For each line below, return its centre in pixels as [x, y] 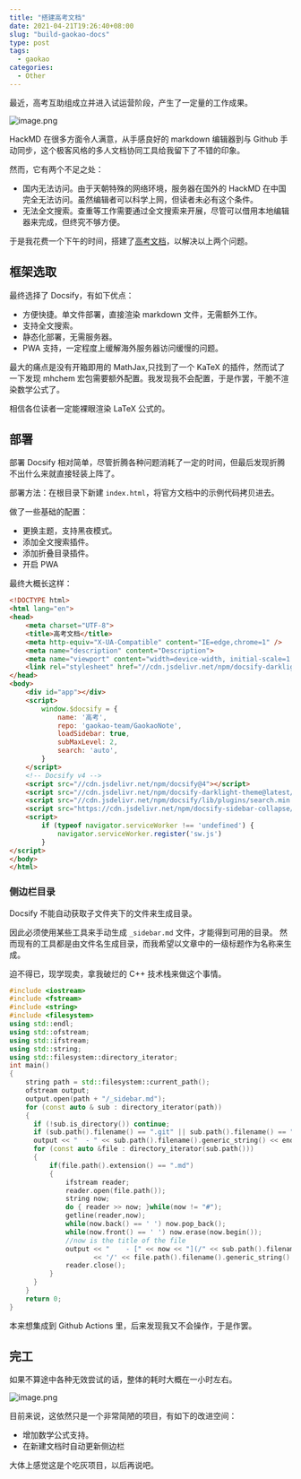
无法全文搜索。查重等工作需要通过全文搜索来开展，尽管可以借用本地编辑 [155, 211]
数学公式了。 [40, 389]
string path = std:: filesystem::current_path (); [118, 1082]
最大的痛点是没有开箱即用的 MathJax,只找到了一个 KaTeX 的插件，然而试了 [147, 367]
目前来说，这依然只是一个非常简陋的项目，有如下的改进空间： [123, 1416]
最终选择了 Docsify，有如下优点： [72, 295]
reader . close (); [96, 1266]
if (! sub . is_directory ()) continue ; [101, 1124]
